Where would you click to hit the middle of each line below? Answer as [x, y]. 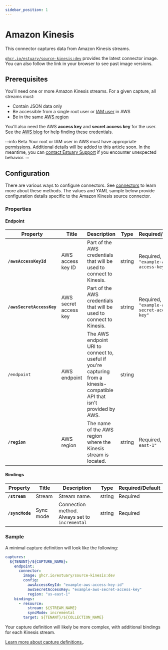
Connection [72, 504]
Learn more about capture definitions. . [45, 642]
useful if [97, 359]
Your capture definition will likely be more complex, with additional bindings [83, 627]
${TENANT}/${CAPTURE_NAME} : [39, 561]
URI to [94, 347]
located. [97, 461]
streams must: [20, 97]
